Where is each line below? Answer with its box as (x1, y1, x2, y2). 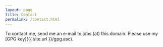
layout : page (5, 7, 33, 13)
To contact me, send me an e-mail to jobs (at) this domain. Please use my (5, 31, 158, 37)
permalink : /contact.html (5, 17, 60, 22)
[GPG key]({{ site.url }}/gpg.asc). (5, 36, 74, 42)
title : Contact (5, 12, 37, 17)
